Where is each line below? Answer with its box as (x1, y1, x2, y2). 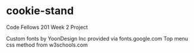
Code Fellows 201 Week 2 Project (6, 24, 88, 31)
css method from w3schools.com (6, 41, 88, 48)
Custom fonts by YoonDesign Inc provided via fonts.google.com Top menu (6, 35, 189, 42)
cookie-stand (6, 4, 74, 18)
